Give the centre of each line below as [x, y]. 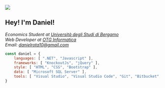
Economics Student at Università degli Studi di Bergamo [62, 34]
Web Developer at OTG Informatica [41, 40]
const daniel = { [23, 54]
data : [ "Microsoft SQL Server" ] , [50, 72]
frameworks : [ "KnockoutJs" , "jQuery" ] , [57, 63]
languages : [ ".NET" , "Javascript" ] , [54, 58]
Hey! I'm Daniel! [30, 23]
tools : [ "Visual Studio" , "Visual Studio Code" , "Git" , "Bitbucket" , [88, 77]
